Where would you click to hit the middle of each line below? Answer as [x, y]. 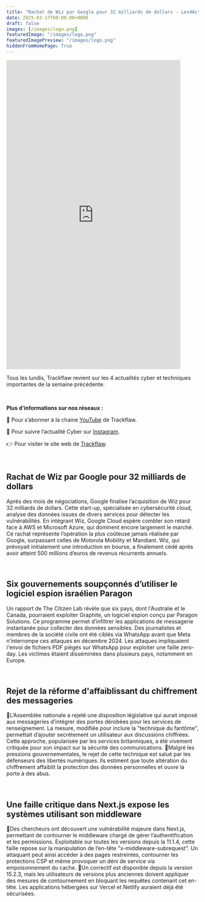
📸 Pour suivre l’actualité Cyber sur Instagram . [63, 431]
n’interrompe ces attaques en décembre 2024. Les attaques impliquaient [98, 640]
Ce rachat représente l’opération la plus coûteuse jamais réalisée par [92, 534]
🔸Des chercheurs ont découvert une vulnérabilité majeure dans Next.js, [96, 829]
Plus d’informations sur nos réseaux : [55, 408]
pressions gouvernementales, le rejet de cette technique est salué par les [99, 754]
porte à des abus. [28, 774]
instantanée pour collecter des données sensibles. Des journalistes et [94, 628]
